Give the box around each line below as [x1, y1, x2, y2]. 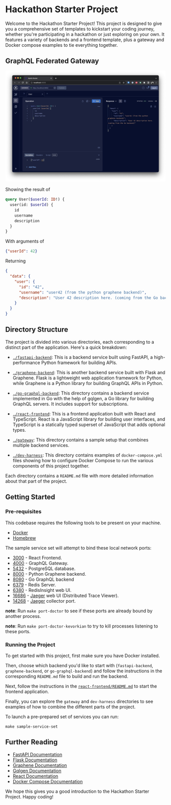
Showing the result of [5, 187, 50, 193]
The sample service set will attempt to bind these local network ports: [5, 545, 152, 551]
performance [12, 360, 41, 366]
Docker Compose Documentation [12, 778, 83, 784]
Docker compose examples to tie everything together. [5, 42, 118, 48]
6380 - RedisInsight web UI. [12, 587, 72, 593]
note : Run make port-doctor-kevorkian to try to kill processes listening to [5, 623, 158, 629]
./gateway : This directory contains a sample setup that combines [12, 436, 149, 443]
